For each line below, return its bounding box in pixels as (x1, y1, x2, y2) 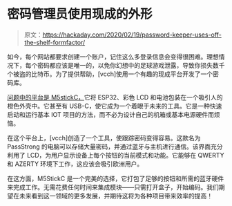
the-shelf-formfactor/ (23, 38, 86, 46)
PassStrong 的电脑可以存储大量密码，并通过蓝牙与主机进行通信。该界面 (7, 142, 211, 151)
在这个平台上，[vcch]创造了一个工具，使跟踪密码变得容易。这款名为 (7, 133, 202, 142)
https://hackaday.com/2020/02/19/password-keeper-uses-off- (42, 30, 222, 39)
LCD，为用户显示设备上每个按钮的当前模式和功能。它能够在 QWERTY (26, 151, 224, 159)
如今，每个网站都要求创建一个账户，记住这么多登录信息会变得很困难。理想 (7, 53, 219, 61)
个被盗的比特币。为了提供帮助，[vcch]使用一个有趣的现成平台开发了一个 (7, 70, 213, 78)
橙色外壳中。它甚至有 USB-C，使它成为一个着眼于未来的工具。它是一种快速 (7, 102, 222, 110)
